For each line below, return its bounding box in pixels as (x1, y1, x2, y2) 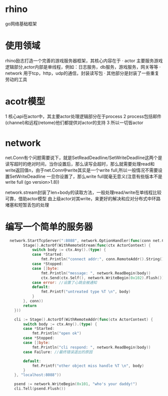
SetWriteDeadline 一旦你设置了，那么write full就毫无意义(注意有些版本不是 (9, 173, 162, 179)
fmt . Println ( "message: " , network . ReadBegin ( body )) (40, 270, 151, 276)
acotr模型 (5, 96, 45, 107)
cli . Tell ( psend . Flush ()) (14, 386, 66, 391)
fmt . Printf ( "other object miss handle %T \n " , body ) (31, 363, 144, 368)
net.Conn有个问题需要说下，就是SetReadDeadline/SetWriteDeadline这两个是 (5, 154, 162, 161)
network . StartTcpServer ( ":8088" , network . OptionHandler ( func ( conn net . (9, 238, 162, 243)
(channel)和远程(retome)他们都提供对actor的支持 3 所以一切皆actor (5, 119, 143, 126)
